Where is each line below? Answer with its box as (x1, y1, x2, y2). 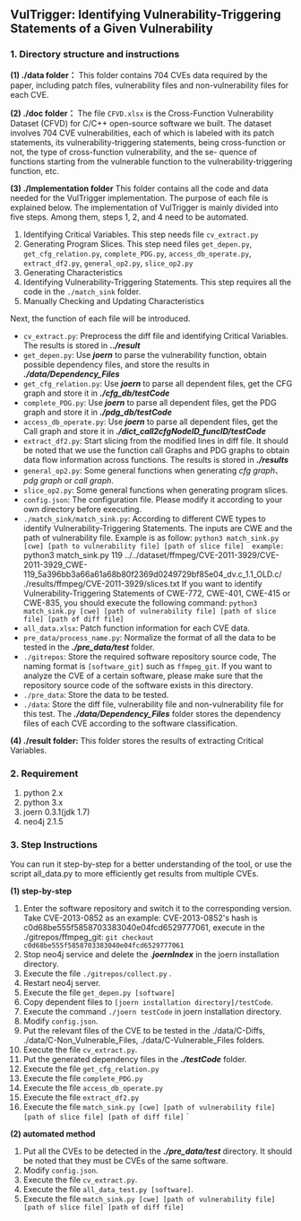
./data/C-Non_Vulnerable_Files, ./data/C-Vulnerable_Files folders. (22, 1035, 265, 1046)
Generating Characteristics (22, 266, 124, 277)
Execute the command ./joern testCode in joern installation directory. (22, 1007, 282, 1017)
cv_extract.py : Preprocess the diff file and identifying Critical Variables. (22, 330, 289, 341)
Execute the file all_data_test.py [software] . (22, 1184, 193, 1195)
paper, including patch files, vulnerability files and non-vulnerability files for (10, 80, 289, 91)
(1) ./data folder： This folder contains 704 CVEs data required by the (10, 69, 268, 80)
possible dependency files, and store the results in (22, 359, 210, 370)
